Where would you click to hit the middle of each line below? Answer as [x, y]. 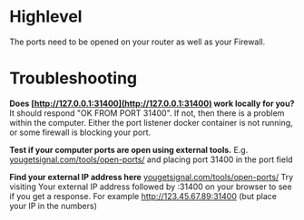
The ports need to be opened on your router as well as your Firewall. [137, 42]
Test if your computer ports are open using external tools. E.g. [129, 149]
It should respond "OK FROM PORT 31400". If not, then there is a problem [147, 113]
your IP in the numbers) [53, 206]
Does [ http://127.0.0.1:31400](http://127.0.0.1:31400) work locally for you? [152, 103]
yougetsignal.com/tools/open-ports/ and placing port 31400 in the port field [151, 159]
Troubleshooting [74, 78]
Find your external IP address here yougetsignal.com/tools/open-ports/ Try [152, 177]
